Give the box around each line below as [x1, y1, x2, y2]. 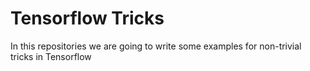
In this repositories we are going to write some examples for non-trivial [10, 40, 302, 52]
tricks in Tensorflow [10, 50, 92, 62]
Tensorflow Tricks [10, 7, 165, 30]
